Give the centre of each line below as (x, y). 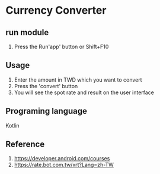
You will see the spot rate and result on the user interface (84, 92)
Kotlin (12, 125)
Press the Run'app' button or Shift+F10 (61, 46)
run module (27, 32)
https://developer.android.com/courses (62, 159)
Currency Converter (56, 10)
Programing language (46, 111)
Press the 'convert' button (46, 86)
